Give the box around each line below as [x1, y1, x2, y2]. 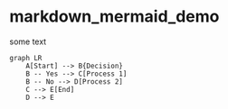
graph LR [9, 53, 43, 62]
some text [9, 36, 47, 47]
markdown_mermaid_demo [9, 6, 220, 27]
